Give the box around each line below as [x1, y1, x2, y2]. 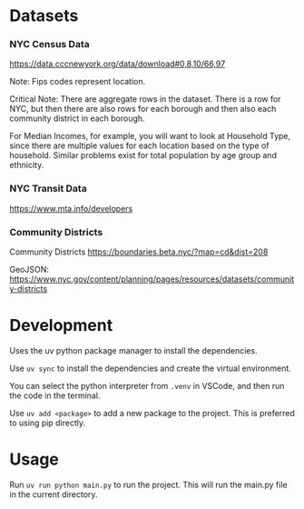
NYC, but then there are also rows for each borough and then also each [9, 104, 277, 115]
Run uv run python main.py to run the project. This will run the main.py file [9, 479, 288, 490]
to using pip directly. [9, 417, 86, 428]
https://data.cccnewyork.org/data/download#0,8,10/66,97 [9, 58, 226, 69]
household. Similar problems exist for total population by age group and [9, 150, 277, 161]
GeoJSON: [9, 264, 50, 275]
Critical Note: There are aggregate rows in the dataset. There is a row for [9, 94, 281, 105]
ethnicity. [9, 160, 44, 171]
